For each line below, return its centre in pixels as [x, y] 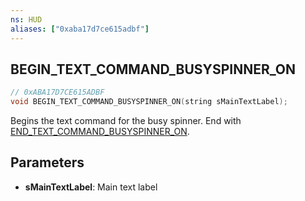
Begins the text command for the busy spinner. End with [126, 121]
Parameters [47, 162]
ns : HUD [26, 19]
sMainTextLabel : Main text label [91, 187]
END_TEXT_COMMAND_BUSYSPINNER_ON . [100, 132]
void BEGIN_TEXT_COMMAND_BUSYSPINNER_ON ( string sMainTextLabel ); [149, 102]
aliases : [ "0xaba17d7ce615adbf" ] [80, 29]
